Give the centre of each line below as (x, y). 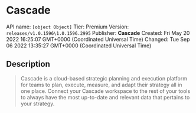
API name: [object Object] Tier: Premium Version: (68, 27)
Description (28, 64)
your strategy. (37, 104)
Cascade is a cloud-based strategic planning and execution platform (104, 78)
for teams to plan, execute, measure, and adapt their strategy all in (101, 85)
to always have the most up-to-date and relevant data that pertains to (105, 97)
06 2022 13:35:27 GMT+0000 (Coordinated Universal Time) (79, 46)
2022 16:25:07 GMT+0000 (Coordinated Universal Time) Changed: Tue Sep (98, 39)
